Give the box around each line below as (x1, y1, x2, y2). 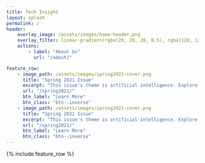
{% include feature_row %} (6, 150, 74, 158)
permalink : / (6, 20, 40, 26)
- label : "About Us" (28, 49, 81, 55)
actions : (17, 43, 40, 49)
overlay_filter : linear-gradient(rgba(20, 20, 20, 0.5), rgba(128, (17, 37, 192, 43)
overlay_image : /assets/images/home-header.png (17, 32, 140, 38)
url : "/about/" (33, 54, 72, 60)
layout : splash (6, 15, 45, 21)
